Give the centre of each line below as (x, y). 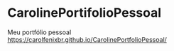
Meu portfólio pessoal (39, 32)
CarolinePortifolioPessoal (85, 13)
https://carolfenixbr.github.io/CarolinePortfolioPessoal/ (87, 39)
